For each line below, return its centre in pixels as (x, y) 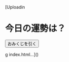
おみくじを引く (22, 44)
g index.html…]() (22, 54)
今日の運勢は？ (35, 29)
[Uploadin (15, 7)
